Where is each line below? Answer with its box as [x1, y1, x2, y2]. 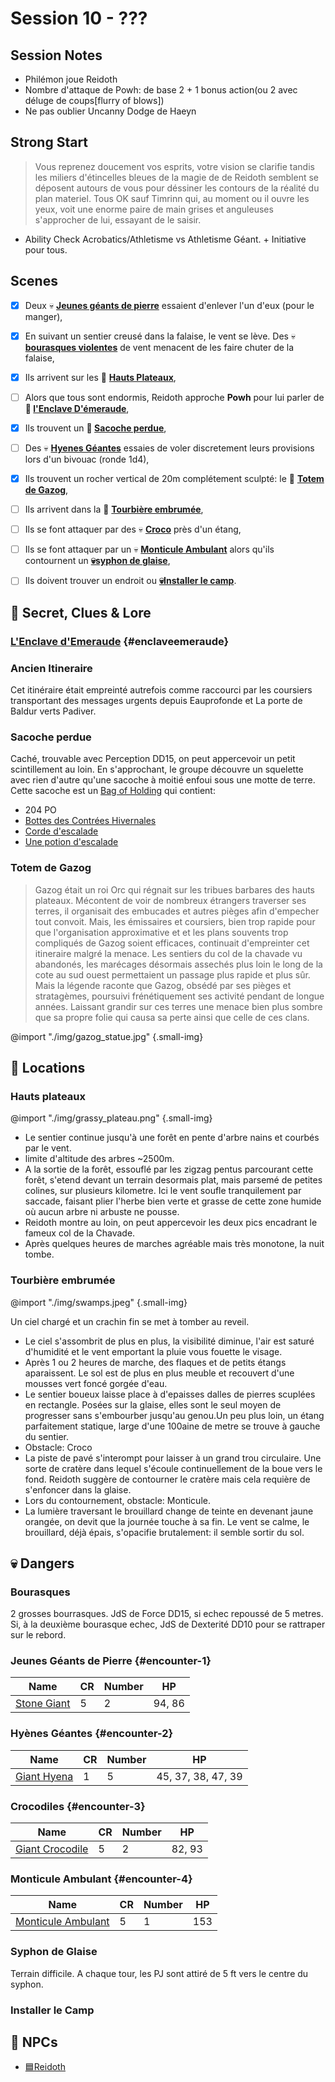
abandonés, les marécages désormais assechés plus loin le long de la [34, 958, 323, 970]
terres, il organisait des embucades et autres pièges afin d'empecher [34, 905, 320, 917]
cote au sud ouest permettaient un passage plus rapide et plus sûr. [34, 968, 311, 981]
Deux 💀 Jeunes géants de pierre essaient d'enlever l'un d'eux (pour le [24, 299, 315, 311]
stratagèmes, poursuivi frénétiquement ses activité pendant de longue [34, 990, 325, 1002]
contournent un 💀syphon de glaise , [24, 555, 171, 567]
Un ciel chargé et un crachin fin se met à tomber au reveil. [10, 1315, 250, 1327]
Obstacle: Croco [24, 1441, 93, 1453]
